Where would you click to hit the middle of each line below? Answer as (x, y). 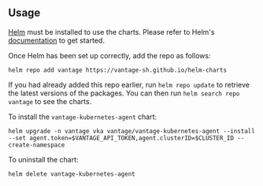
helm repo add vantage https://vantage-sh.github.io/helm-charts (117, 70)
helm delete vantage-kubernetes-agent (72, 174)
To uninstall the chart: (43, 159)
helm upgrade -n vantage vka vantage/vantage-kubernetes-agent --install (132, 131)
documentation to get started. (56, 40)
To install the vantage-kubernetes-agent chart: (83, 117)
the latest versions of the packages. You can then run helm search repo (124, 93)
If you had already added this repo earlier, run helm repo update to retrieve (129, 84)
